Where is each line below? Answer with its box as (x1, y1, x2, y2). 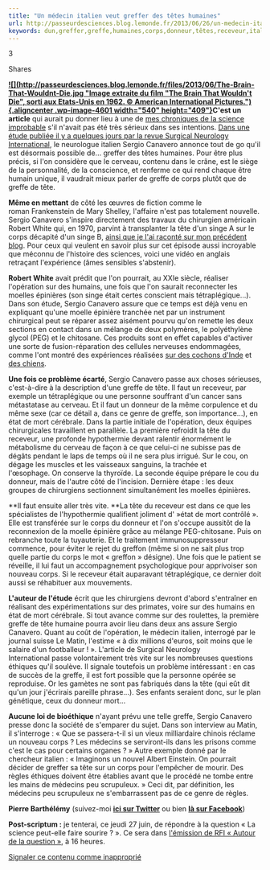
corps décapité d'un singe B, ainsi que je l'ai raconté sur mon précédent (8, 232, 247, 242)
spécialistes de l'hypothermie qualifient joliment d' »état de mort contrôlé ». (8, 510, 259, 519)
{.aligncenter (8, 105, 54, 115)
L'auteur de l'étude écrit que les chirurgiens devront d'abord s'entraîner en (8, 593, 258, 603)
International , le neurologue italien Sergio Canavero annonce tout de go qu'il (8, 140, 261, 150)
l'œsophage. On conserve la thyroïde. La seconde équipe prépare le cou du (8, 468, 260, 478)
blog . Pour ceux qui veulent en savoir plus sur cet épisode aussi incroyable (8, 240, 256, 250)
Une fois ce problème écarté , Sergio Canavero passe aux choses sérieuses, (8, 375, 262, 384)
